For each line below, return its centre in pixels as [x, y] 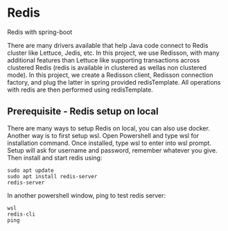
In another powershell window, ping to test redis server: [87, 195]
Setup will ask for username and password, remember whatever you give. [113, 150]
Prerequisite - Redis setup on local [83, 111]
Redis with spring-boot [40, 32]
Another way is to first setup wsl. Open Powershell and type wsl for [103, 135]
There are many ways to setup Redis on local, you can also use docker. [108, 128]
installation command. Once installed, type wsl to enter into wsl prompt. [109, 143]
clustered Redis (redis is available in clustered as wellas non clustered [107, 67]
